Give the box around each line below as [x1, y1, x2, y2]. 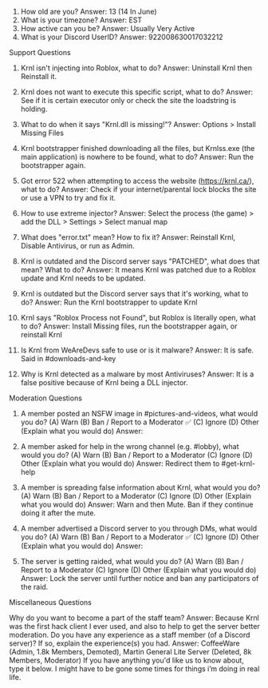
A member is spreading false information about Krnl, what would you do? [20, 483, 261, 492]
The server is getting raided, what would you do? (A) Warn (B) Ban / [20, 557, 244, 566]
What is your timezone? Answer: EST [20, 15, 143, 25]
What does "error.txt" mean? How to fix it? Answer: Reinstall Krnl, [20, 233, 236, 242]
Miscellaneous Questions [9, 598, 93, 606]
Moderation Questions [9, 393, 83, 403]
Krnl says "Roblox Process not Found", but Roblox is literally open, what [20, 313, 256, 322]
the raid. [20, 583, 49, 591]
